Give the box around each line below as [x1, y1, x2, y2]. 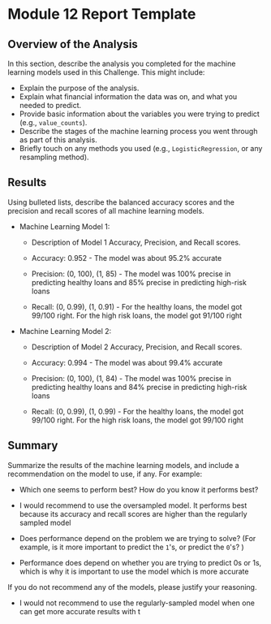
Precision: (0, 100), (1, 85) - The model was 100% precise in [31, 269, 231, 279]
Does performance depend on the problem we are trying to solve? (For [19, 533, 256, 543]
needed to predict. [19, 101, 82, 110]
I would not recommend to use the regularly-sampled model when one [19, 598, 255, 608]
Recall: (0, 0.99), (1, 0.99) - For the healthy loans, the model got [31, 406, 244, 416]
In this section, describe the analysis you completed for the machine [7, 58, 236, 68]
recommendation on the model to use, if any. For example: [7, 469, 203, 479]
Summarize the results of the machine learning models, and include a [7, 460, 240, 470]
